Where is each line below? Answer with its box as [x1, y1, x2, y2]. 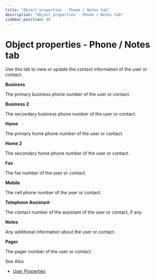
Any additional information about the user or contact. [5, 229, 115, 235]
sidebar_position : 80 [5, 17, 51, 22]
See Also [5, 258, 24, 264]
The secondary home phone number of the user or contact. [5, 150, 130, 156]
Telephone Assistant [5, 199, 50, 205]
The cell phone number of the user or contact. [5, 190, 102, 196]
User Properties [12, 268, 46, 274]
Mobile [5, 180, 20, 186]
